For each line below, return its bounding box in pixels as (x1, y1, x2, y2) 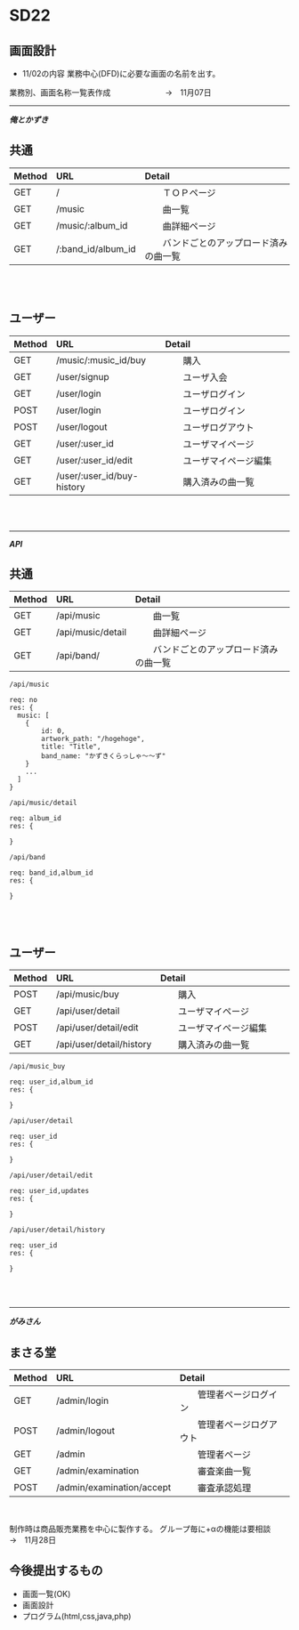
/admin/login (56, 1394, 109, 1407)
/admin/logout (56, 1424, 116, 1437)
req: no (9, 696, 38, 705)
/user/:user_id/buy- (56, 469, 139, 481)
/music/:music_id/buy (56, 353, 147, 366)
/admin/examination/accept (56, 1481, 172, 1494)
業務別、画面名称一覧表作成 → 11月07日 (9, 87, 212, 98)
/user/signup (56, 370, 109, 383)
